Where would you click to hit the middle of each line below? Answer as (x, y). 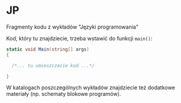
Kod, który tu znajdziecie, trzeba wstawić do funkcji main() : (79, 38)
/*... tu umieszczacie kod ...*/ (53, 65)
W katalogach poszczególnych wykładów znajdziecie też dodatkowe (90, 88)
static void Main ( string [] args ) (48, 49)
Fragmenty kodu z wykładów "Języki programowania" (72, 27)
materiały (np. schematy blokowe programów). (64, 94)
